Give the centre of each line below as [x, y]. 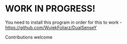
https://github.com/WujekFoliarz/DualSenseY [51, 27]
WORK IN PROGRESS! [50, 9]
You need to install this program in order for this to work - [63, 22]
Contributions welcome [29, 37]
